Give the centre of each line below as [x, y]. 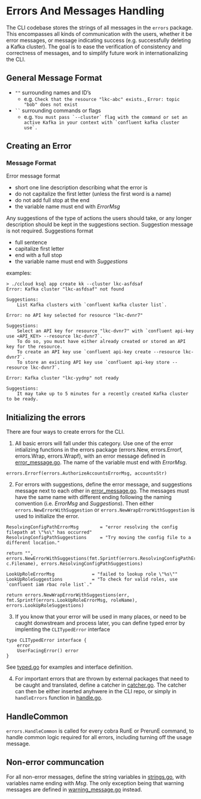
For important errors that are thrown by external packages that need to [102, 679]
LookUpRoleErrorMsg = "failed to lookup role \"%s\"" [92, 574]
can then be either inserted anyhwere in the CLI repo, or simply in [95, 691]
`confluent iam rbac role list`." [49, 585]
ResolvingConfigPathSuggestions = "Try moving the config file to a [99, 538]
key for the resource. [34, 347]
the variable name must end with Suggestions [71, 262]
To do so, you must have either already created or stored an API [101, 342]
